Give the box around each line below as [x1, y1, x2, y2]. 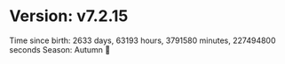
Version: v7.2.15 [9, 6, 129, 26]
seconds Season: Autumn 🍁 [9, 44, 111, 54]
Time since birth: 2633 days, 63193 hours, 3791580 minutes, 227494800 [9, 35, 276, 46]
